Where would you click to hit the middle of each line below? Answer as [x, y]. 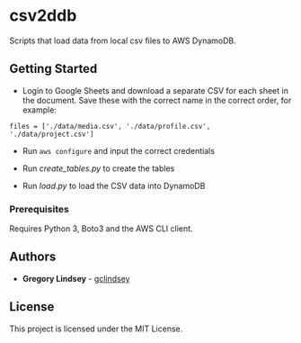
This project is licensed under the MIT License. [96, 329]
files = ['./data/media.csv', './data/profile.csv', [110, 126]
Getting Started [53, 69]
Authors [33, 257]
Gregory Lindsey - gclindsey [76, 278]
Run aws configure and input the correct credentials [119, 150]
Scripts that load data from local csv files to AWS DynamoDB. [123, 41]
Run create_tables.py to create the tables [98, 168]
